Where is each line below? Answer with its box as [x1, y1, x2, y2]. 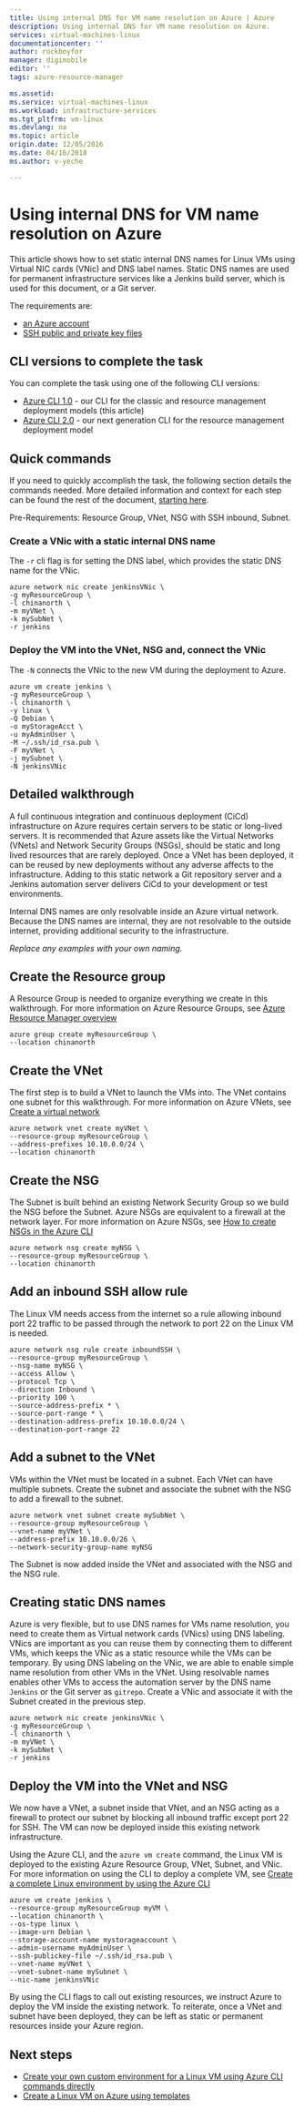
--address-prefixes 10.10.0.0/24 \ [9, 1140, 145, 1149]
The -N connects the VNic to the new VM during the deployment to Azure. [9, 664, 287, 675]
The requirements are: [9, 300, 93, 311]
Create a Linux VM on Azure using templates [22, 2091, 191, 2102]
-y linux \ [9, 706, 51, 715]
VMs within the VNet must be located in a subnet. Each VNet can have [9, 1473, 273, 1484]
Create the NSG [9, 1172, 100, 1188]
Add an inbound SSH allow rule [9, 1284, 188, 1300]
